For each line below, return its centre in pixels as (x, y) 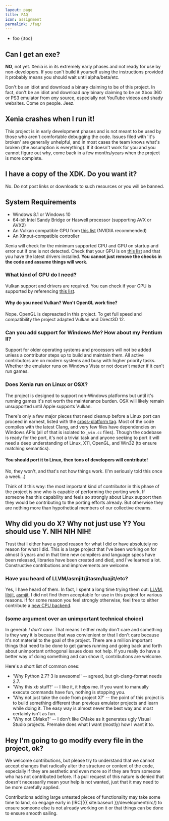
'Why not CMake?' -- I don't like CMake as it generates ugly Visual (81, 719)
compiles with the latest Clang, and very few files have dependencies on (81, 427)
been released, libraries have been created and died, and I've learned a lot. (83, 560)
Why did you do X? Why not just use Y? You (75, 524)
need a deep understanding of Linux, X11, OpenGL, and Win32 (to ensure (81, 443)
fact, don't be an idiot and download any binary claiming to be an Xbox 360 (84, 93)
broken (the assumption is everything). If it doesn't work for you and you (80, 147)
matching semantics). (28, 448)
